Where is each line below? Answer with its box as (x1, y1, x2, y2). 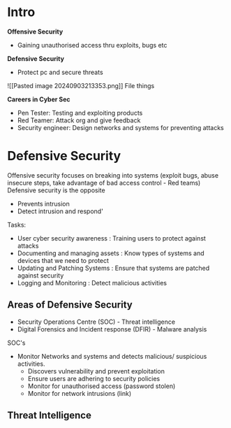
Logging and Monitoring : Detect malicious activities (17, 278, 167, 287)
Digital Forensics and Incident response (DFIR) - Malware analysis (17, 324, 207, 333)
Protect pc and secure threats (17, 68, 103, 76)
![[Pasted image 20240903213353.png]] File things (7, 81, 155, 90)
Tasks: (7, 220, 27, 229)
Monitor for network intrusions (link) (27, 389, 132, 397)
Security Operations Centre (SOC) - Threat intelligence (17, 318, 176, 326)
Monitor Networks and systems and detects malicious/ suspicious (17, 352, 207, 360)
